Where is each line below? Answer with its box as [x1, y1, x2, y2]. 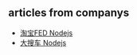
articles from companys [8, 6, 130, 20]
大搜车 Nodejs [19, 38, 67, 47]
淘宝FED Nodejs [19, 27, 73, 38]
